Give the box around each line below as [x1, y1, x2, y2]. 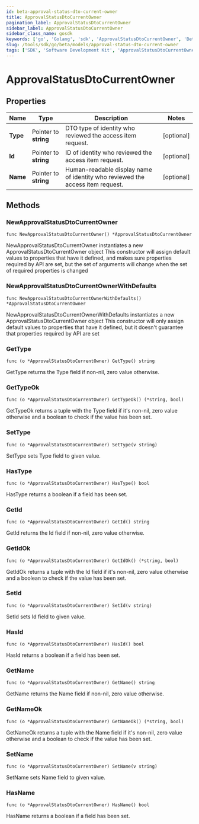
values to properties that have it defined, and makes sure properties [6, 254, 172, 261]
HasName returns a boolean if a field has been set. [6, 813, 130, 820]
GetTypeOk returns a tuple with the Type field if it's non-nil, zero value [6, 407, 178, 414]
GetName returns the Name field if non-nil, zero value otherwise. [6, 690, 165, 697]
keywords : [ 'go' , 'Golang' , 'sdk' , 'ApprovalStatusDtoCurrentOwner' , [6, 36, 182, 42]
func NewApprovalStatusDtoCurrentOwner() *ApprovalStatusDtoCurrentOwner [6, 232, 192, 238]
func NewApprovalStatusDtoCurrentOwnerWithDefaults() [6, 295, 142, 301]
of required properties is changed [6, 267, 88, 274]
